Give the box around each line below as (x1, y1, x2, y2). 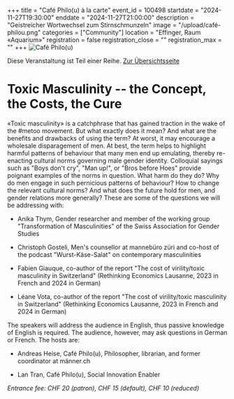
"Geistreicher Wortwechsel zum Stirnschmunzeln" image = (7, 21, 177, 29)
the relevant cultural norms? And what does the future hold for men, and (7, 185, 215, 195)
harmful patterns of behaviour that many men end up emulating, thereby (7, 148, 215, 157)
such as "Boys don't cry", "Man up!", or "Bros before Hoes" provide (7, 164, 201, 172)
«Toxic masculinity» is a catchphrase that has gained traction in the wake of (7, 119, 226, 127)
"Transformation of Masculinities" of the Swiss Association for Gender (17, 222, 220, 230)
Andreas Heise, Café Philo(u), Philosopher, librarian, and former (17, 349, 201, 358)
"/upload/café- (177, 21, 221, 29)
